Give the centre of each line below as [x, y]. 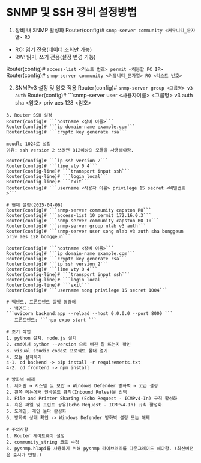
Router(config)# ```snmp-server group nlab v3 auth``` [76, 226]
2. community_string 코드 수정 [43, 442]
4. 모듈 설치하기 [24, 357]
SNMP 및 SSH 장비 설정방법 [72, 12]
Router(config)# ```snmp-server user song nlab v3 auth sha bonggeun [95, 231]
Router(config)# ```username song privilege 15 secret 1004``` [87, 290]
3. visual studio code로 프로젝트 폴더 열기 [57, 351]
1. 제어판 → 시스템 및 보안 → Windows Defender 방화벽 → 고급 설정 [82, 385]
